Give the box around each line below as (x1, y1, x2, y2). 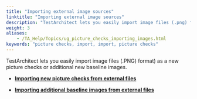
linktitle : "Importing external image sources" (6, 14, 125, 20)
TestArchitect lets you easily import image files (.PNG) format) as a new (6, 57, 179, 64)
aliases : (6, 30, 28, 36)
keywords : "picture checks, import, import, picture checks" (6, 42, 159, 47)
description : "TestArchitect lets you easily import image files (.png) (6, 19, 188, 25)
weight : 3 (6, 25, 30, 31)
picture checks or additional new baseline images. (6, 63, 127, 70)
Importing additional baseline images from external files (14, 86, 154, 93)
